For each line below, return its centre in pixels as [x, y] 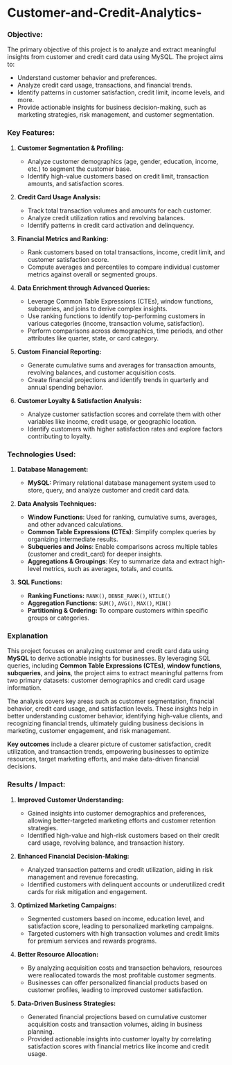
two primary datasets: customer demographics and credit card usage [106, 680]
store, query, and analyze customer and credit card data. [109, 490]
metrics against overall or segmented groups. [92, 274]
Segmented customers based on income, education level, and [116, 918]
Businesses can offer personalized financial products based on [117, 982]
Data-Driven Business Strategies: [66, 1003]
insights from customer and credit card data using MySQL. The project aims [115, 57]
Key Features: [31, 133]
